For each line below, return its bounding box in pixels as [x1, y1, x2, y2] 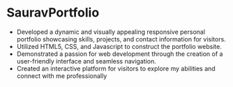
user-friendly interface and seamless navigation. [16, 57, 156, 65]
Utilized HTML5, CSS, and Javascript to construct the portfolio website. [16, 42, 223, 50]
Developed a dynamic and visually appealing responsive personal [16, 28, 206, 36]
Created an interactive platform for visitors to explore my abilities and [16, 64, 216, 72]
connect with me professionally [16, 71, 107, 80]
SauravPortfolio [6, 5, 100, 21]
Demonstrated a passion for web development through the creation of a [16, 50, 223, 58]
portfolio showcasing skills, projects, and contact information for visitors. [16, 35, 226, 43]
